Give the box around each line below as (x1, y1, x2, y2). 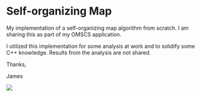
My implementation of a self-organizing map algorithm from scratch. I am (6, 24, 189, 32)
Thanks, (6, 61, 27, 68)
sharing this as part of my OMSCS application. (6, 30, 122, 38)
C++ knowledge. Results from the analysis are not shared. (6, 48, 151, 56)
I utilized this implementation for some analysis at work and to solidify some (6, 42, 196, 50)
